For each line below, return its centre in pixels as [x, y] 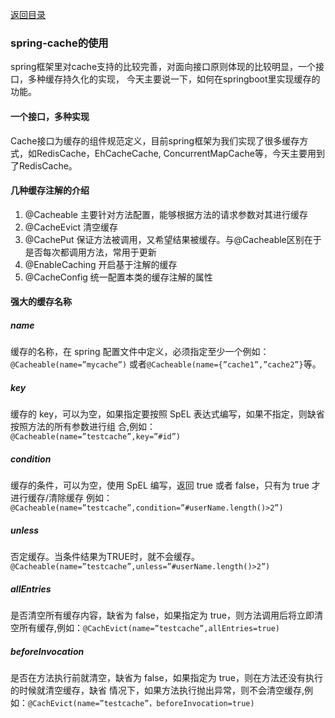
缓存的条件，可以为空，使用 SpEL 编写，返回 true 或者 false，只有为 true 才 [165, 485]
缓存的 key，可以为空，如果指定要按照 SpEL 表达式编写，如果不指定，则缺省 [167, 414]
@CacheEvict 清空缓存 [71, 227]
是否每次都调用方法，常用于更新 [90, 252]
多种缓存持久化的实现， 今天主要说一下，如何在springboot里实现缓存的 [174, 79]
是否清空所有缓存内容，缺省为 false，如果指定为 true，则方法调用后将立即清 [166, 615]
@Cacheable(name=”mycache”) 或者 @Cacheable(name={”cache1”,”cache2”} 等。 [166, 364]
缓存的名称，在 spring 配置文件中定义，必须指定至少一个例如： [140, 352]
